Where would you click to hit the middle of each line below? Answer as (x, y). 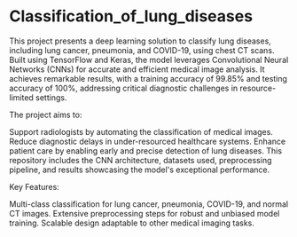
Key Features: (34, 186)
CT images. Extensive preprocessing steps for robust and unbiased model (145, 213)
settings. (51, 97)
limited (21, 97)
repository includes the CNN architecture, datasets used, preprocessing (141, 160)
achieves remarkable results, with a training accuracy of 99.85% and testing (148, 78)
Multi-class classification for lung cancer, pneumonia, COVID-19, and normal (149, 204)
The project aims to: (46, 115)
